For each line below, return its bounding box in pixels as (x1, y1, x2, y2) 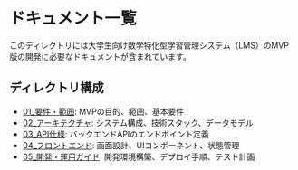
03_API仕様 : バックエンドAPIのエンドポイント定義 (22, 128, 210, 139)
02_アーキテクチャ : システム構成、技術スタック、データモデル (22, 117, 254, 127)
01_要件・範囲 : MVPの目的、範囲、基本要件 (22, 106, 184, 117)
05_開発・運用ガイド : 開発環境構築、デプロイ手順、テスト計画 (22, 151, 255, 162)
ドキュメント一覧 (9, 8, 138, 29)
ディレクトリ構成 (9, 80, 104, 96)
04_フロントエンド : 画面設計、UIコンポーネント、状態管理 (22, 139, 240, 150)
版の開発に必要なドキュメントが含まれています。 (9, 51, 192, 61)
